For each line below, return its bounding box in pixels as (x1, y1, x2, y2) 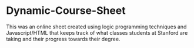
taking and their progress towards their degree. (6, 35, 121, 42)
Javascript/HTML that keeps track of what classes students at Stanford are (6, 29, 188, 36)
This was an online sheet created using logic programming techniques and (6, 23, 187, 30)
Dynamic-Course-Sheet (6, 4, 126, 17)
